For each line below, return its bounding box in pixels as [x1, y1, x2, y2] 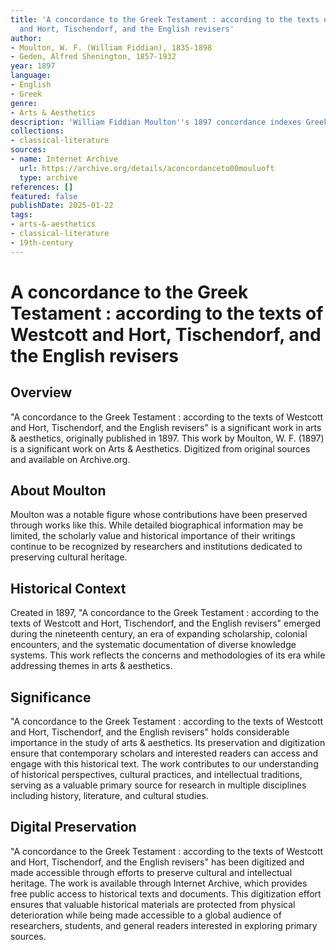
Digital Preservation [10, 819, 137, 836]
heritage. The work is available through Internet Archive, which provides [10, 877, 308, 889]
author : [10, 33, 43, 43]
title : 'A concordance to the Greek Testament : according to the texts [10, 14, 320, 25]
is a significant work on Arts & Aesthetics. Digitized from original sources [10, 442, 311, 455]
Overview [10, 384, 73, 401]
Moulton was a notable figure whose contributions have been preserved [10, 509, 308, 521]
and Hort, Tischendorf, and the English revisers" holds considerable [10, 726, 290, 738]
